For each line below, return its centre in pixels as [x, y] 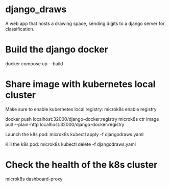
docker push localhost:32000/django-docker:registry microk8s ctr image [82, 119]
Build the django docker [57, 50]
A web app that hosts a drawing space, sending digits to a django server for [85, 23]
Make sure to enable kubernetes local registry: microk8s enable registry [81, 109]
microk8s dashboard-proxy [34, 179]
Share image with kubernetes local [80, 84]
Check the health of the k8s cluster [81, 165]
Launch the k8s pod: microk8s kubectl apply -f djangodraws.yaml [75, 134]
